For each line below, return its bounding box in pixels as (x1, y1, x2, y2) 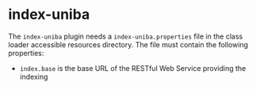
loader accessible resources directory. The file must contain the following (8, 39, 248, 49)
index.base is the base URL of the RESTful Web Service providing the (19, 63, 246, 72)
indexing (19, 72, 48, 81)
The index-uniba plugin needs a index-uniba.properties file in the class (8, 32, 243, 41)
